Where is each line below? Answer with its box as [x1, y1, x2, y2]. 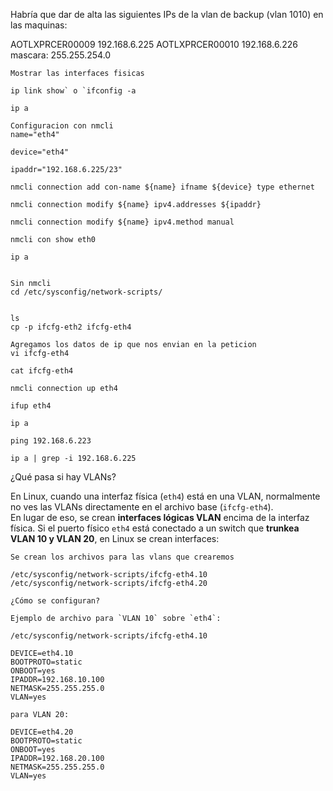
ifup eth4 [10, 401, 52, 411]
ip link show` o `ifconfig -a [10, 86, 137, 96]
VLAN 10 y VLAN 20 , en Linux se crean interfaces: [10, 533, 220, 544]
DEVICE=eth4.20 [10, 727, 74, 737]
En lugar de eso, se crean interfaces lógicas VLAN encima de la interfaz [10, 512, 310, 523]
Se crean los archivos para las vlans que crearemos [10, 552, 235, 562]
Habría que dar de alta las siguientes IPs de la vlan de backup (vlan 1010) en [10, 9, 324, 20]
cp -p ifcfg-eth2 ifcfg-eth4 [10, 322, 132, 332]
